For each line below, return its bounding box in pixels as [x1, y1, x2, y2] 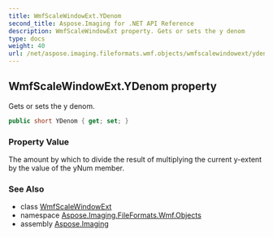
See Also [8, 183, 45, 195]
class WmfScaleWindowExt [19, 202, 112, 212]
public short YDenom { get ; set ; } [8, 117, 129, 125]
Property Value [8, 136, 70, 147]
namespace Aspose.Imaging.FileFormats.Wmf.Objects [19, 210, 201, 220]
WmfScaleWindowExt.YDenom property [8, 80, 217, 93]
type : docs [8, 34, 45, 43]
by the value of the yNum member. [8, 163, 124, 173]
